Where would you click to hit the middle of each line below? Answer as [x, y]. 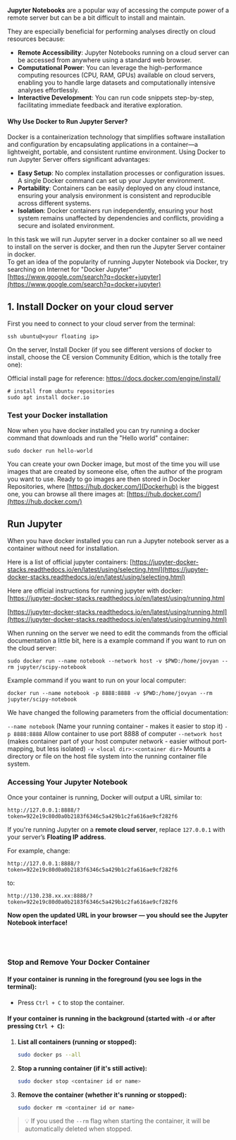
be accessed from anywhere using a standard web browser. [105, 60]
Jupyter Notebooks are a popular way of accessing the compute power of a [118, 10]
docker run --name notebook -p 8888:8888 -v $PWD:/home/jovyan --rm [110, 694]
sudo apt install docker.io [49, 398]
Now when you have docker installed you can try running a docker [104, 431]
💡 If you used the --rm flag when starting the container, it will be [117, 1121]
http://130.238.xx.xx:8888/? [50, 896]
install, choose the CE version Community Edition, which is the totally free [114, 357]
